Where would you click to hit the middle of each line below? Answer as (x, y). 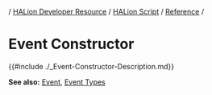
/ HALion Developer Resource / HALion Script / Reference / (106, 12)
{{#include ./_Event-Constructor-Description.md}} (91, 66)
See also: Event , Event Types (57, 82)
